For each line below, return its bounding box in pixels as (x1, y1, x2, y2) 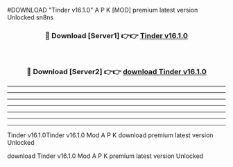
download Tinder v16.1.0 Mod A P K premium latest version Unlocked (7, 152, 204, 160)
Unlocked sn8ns (7, 13, 54, 21)
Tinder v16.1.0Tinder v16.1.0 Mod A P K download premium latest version (7, 131, 214, 139)
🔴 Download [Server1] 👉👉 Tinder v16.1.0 (44, 30, 189, 40)
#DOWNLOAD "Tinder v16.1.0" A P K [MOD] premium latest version (7, 6, 198, 14)
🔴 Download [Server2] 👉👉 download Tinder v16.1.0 (26, 67, 207, 77)
